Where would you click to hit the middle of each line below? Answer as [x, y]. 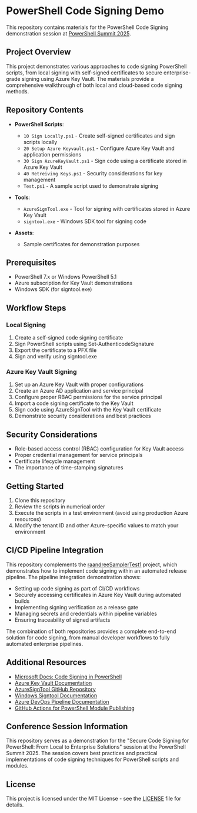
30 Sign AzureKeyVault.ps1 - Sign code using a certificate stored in [105, 161]
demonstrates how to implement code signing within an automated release [96, 570]
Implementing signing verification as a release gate [76, 607]
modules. [17, 766]
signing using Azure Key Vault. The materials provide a [88, 79]
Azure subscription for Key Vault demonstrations [74, 283]
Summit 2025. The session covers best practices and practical [82, 753]
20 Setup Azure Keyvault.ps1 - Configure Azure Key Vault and [99, 148]
